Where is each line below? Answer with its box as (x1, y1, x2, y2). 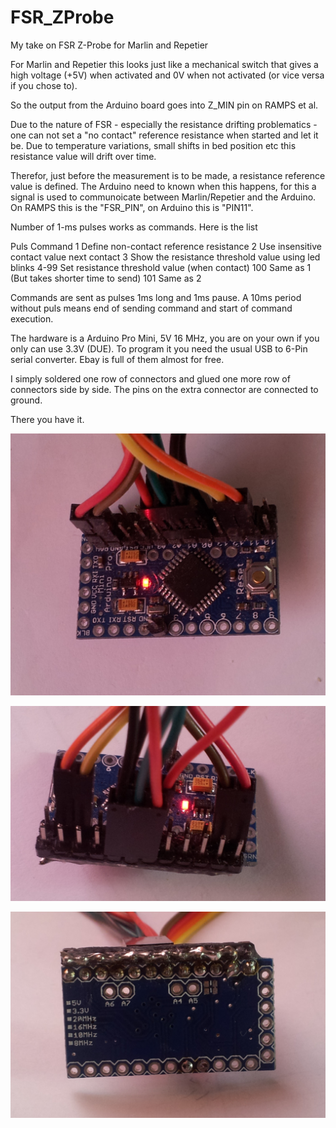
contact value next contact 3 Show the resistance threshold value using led (10, 251, 321, 263)
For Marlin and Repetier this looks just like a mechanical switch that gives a (10, 58, 319, 70)
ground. (10, 394, 43, 406)
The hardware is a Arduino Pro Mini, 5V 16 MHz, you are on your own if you (10, 332, 320, 344)
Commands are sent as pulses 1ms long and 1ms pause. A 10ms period (10, 291, 302, 303)
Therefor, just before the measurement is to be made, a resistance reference (10, 169, 326, 181)
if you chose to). (10, 79, 78, 91)
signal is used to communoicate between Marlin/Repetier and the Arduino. (10, 191, 317, 203)
